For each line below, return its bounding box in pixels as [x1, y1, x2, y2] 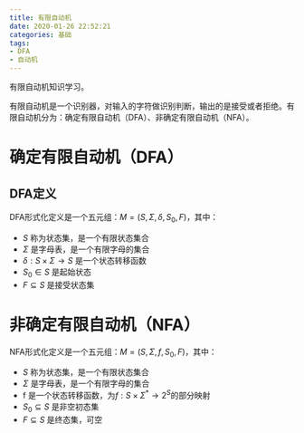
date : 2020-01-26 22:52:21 [9, 22, 111, 31]
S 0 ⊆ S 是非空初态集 [22, 400, 100, 414]
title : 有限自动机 [9, 13, 72, 23]
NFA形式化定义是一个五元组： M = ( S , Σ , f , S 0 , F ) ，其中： [9, 346, 217, 359]
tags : [9, 38, 30, 48]
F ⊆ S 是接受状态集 [22, 279, 95, 290]
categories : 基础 [9, 30, 72, 39]
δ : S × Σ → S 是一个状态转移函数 [22, 255, 147, 265]
